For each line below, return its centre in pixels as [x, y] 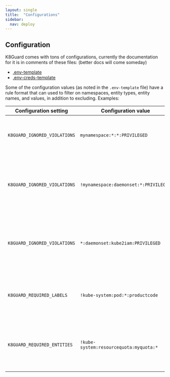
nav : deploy [23, 24]
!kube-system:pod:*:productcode [119, 295]
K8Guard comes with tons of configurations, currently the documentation [82, 57]
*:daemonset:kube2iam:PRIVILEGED [120, 243]
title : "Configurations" [32, 15]
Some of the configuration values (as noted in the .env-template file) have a [84, 87]
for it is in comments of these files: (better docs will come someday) [76, 62]
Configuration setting [41, 111]
